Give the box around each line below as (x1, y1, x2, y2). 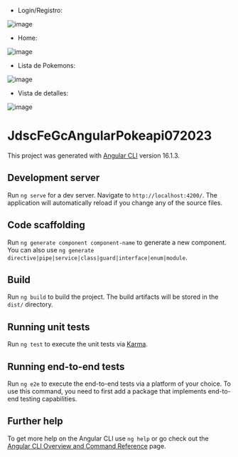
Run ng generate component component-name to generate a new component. (7, 238, 227, 247)
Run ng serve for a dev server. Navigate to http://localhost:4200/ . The (7, 190, 218, 199)
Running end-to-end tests (7, 360, 125, 373)
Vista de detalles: (17, 89, 69, 97)
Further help (7, 415, 64, 427)
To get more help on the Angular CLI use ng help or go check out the (7, 434, 209, 443)
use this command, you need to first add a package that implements (7, 387, 207, 395)
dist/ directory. (7, 300, 53, 309)
